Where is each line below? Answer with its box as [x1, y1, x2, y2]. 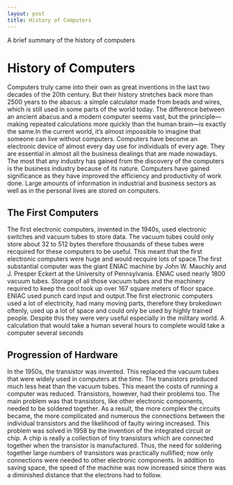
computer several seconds [7, 328, 83, 337]
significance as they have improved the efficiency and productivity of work [7, 172, 222, 180]
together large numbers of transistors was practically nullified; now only [7, 449, 214, 457]
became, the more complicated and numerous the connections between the [7, 412, 225, 420]
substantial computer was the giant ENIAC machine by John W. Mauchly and [7, 262, 227, 271]
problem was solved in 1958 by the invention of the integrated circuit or [7, 427, 211, 435]
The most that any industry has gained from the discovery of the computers [7, 157, 225, 166]
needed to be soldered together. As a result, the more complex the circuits [7, 404, 220, 413]
